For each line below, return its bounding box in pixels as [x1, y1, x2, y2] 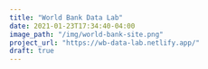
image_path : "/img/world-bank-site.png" [9, 30, 165, 39]
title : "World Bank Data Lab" [9, 13, 124, 22]
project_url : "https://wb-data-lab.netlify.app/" [9, 38, 201, 47]
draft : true [9, 47, 54, 56]
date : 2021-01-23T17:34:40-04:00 [9, 22, 136, 30]
